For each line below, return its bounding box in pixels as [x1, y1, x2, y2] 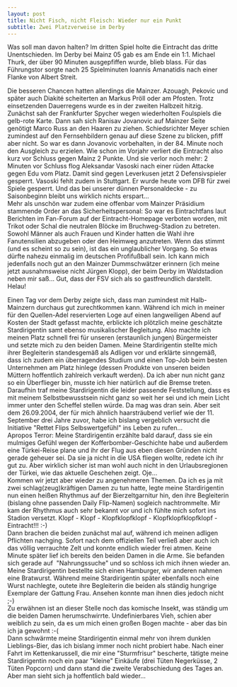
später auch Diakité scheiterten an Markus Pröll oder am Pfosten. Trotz [7, 94, 214, 103]
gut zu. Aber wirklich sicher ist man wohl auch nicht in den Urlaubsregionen [7, 461, 229, 470]
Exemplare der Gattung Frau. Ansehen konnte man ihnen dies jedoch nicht [7, 589, 224, 598]
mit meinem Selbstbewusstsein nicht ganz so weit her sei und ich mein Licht [7, 393, 230, 402]
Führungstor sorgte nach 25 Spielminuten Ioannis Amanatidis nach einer [7, 65, 218, 74]
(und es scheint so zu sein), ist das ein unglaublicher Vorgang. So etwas [7, 245, 218, 253]
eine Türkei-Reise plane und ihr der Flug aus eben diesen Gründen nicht [7, 446, 217, 455]
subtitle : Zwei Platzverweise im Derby [7, 23, 125, 30]
